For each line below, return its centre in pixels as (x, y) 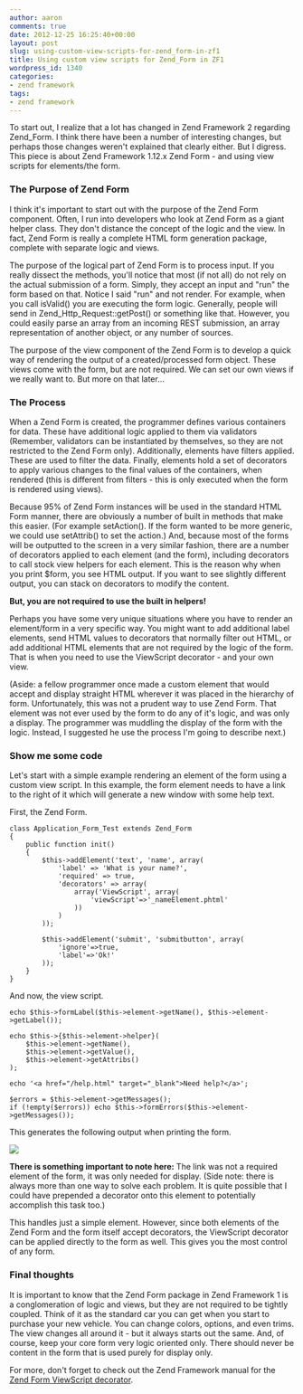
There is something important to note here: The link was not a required (144, 1167)
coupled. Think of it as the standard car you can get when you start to (139, 1313)
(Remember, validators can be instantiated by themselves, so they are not (146, 441)
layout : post (34, 43)
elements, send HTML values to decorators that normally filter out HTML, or (151, 638)
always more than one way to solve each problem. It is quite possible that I (148, 1186)
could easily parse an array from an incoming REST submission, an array (145, 323)
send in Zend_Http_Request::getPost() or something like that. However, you (149, 313)
